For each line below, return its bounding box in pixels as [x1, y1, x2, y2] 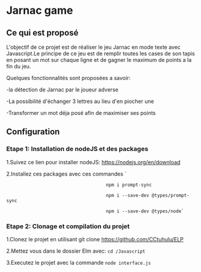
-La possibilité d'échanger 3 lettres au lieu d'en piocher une [6, 97, 155, 105]
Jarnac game [6, 4, 73, 17]
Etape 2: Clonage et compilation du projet [6, 222, 130, 230]
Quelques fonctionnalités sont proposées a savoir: [6, 75, 131, 81]
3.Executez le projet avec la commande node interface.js [6, 259, 152, 266]
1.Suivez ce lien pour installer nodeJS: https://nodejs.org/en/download [6, 158, 181, 165]
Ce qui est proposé [6, 28, 79, 38]
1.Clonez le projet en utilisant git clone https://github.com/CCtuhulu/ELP [6, 235, 184, 243]
